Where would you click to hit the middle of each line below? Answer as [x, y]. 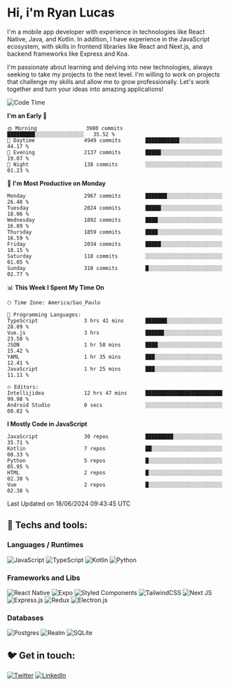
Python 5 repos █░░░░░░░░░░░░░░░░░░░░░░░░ [115, 460]
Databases [25, 618]
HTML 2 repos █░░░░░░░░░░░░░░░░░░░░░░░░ [115, 472]
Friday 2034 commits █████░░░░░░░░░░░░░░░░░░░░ [115, 244]
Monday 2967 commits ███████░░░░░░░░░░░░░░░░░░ [115, 196]
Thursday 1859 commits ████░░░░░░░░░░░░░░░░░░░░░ [115, 232]
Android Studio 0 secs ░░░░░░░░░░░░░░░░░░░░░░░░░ [115, 405]
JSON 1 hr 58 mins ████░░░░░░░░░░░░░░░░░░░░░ [115, 345]
